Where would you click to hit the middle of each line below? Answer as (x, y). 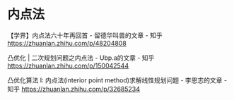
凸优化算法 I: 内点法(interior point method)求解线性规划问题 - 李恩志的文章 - (117, 80)
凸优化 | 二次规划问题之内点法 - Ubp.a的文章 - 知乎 (81, 58)
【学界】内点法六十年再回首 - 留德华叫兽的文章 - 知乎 (85, 35)
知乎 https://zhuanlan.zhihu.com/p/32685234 (74, 89)
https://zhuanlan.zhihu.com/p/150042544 (68, 65)
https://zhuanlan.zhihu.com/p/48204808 (67, 43)
